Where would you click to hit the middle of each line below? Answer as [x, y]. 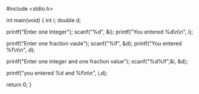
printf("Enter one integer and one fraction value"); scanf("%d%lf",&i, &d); [97, 61]
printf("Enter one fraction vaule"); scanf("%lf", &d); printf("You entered [94, 43]
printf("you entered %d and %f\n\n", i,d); [57, 73]
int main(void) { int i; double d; [44, 20]
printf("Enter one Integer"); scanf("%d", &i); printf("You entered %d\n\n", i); [99, 32]
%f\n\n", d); [21, 50]
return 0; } [19, 84]
